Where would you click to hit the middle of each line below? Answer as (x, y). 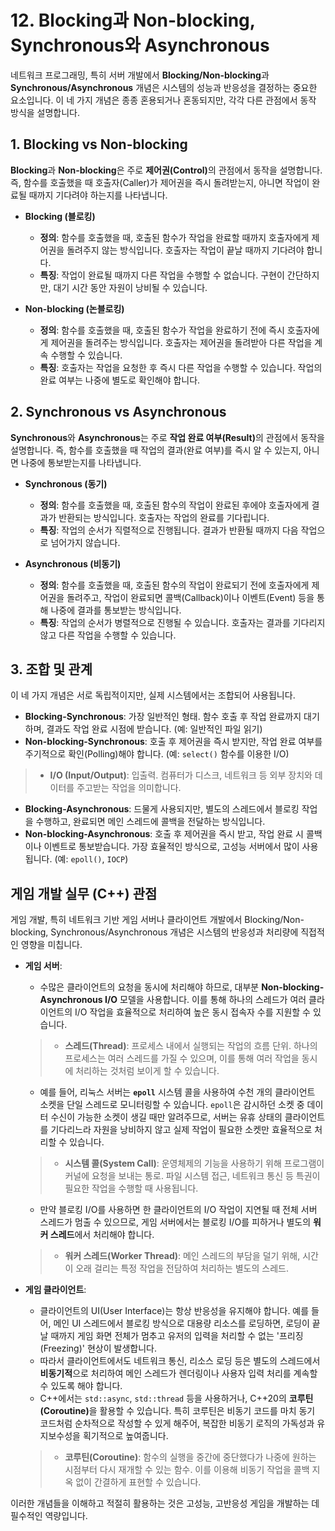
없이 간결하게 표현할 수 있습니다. (138, 1482)
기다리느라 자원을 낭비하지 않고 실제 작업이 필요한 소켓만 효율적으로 (181, 1130)
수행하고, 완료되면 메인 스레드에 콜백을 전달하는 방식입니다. (150, 822)
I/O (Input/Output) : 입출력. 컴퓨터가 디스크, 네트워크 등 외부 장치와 (181, 775)
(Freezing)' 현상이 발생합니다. (98, 1348)
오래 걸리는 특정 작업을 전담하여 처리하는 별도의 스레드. (182, 1268)
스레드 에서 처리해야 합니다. (102, 1235)
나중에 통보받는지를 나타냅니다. (81, 462)
